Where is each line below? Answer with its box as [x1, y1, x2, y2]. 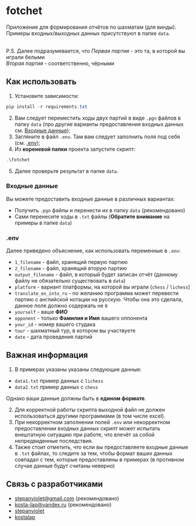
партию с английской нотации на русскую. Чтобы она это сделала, [14, 296, 183, 303]
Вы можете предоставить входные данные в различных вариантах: [6, 195, 176, 202]
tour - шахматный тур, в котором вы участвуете [14, 327, 136, 334]
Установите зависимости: [14, 92, 79, 99]
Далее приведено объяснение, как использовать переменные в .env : [6, 247, 181, 254]
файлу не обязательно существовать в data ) [14, 277, 126, 284]
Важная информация [6, 350, 88, 360]
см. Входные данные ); [14, 127, 71, 134]
